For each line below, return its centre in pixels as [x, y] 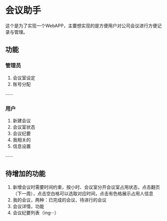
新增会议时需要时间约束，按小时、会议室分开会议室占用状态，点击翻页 [86, 187]
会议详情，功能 [28, 206]
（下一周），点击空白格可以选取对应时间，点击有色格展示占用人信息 [83, 193]
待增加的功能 [25, 174]
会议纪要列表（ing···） [36, 212]
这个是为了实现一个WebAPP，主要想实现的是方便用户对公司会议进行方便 [81, 26]
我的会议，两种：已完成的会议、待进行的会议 [60, 200]
